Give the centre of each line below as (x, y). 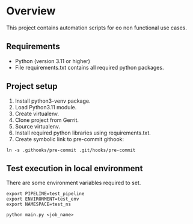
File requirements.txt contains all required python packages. (89, 67)
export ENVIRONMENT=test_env (43, 199)
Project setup (32, 86)
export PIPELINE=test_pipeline (45, 194)
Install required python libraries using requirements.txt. (83, 133)
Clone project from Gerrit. (47, 120)
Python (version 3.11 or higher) (52, 61)
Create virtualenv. (37, 114)
